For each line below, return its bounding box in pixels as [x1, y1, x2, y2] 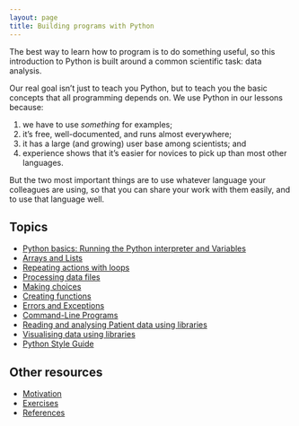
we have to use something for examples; [22, 118, 173, 130]
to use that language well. [9, 194, 105, 204]
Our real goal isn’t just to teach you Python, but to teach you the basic [9, 83, 268, 93]
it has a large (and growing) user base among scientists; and [22, 138, 247, 149]
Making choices [22, 282, 82, 292]
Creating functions [22, 291, 92, 301]
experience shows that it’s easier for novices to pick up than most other [22, 147, 287, 158]
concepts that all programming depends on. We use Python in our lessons [9, 91, 283, 103]
